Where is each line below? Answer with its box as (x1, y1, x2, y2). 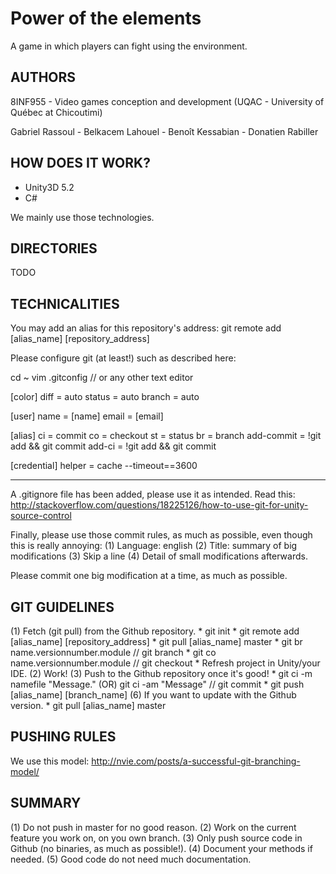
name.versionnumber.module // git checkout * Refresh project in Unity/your (10, 657, 321, 669)
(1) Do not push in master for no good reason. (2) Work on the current (10, 821, 297, 833)
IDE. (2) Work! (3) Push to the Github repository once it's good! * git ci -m (10, 668, 313, 679)
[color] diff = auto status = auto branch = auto (10, 391, 200, 403)
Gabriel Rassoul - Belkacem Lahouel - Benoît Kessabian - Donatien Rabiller (10, 125, 319, 137)
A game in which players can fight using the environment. (10, 40, 248, 52)
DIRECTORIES (10, 240, 98, 257)
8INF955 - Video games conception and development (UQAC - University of (10, 95, 325, 107)
